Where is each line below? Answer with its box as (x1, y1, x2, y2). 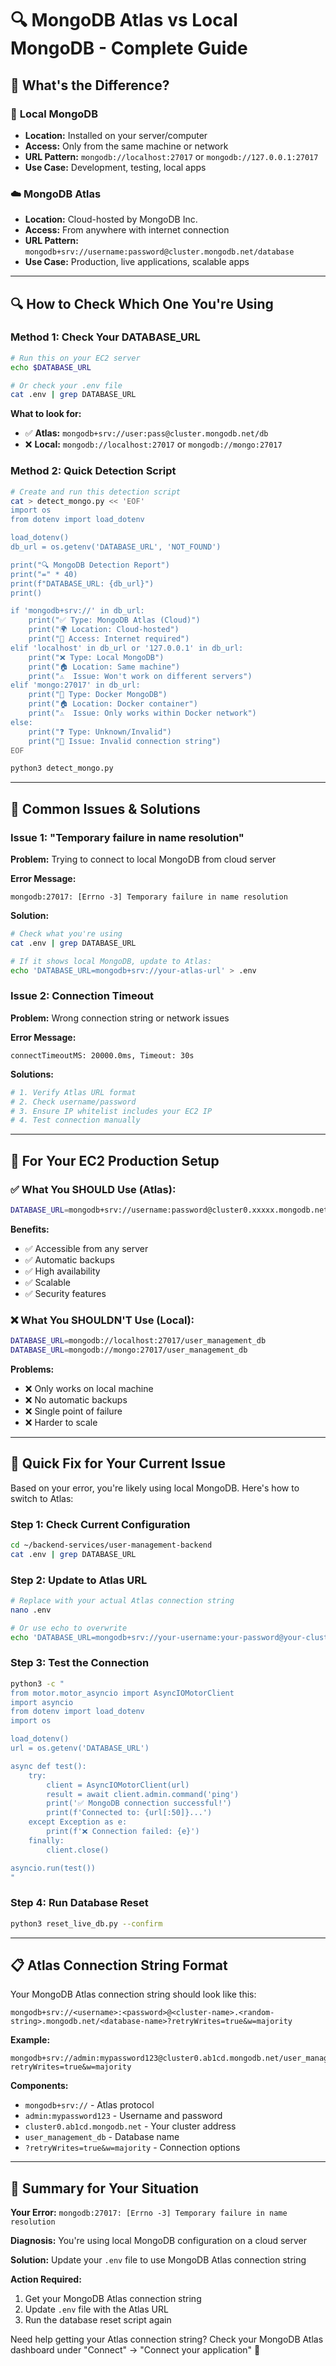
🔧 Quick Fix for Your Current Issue (10, 1455, 226, 1472)
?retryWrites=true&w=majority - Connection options (24, 2142, 241, 2154)
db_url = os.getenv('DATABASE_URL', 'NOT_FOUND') (10, 542, 222, 552)
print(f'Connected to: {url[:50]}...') (46, 1808, 213, 1818)
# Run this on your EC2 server (10, 353, 141, 363)
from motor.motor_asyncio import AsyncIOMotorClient (10, 1688, 235, 1698)
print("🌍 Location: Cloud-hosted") (28, 625, 180, 635)
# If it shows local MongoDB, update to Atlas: (10, 956, 213, 966)
